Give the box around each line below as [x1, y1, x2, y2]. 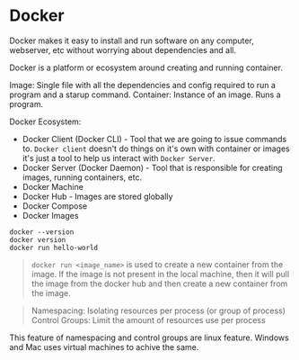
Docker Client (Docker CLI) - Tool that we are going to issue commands [22, 133, 287, 144]
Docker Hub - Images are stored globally [22, 191, 173, 202]
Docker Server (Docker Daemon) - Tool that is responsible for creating [22, 162, 283, 173]
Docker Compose [22, 200, 88, 211]
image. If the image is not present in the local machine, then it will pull [31, 268, 290, 279]
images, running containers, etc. [22, 172, 142, 183]
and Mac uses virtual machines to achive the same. [9, 341, 199, 352]
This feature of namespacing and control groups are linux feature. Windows [9, 332, 289, 343]
